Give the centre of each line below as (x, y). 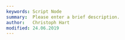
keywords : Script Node (34, 11)
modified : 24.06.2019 (33, 28)
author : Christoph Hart (38, 22)
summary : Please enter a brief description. (63, 17)
